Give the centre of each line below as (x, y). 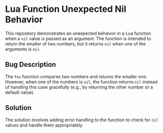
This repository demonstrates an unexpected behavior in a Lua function (78, 33)
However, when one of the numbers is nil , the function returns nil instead (81, 82)
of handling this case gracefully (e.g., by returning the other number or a (79, 87)
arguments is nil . (23, 49)
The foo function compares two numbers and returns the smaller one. (76, 76)
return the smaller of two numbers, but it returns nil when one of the (76, 44)
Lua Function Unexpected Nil (66, 9)
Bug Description (30, 65)
